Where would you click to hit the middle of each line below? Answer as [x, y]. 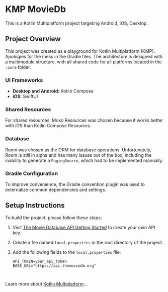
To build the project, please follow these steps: [54, 218]
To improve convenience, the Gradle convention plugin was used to [75, 184]
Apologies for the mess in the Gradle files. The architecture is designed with [84, 56]
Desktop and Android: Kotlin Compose [53, 91]
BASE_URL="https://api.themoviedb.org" [54, 266]
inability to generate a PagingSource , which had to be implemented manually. [84, 160]
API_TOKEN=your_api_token [39, 261]
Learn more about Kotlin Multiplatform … [47, 284]
